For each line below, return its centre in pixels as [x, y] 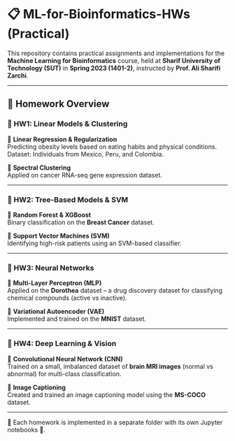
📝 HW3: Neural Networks [51, 268]
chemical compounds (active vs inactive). [67, 298]
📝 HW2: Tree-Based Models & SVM [68, 199]
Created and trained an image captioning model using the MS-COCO [107, 395]
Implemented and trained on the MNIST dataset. [77, 319]
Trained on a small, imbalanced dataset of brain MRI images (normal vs [110, 366]
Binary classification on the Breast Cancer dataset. [81, 222]
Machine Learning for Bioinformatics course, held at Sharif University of [114, 60]
